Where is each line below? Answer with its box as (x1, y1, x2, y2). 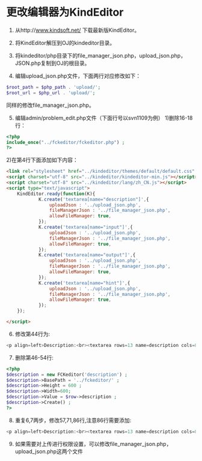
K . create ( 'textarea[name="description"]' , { (38, 196, 149, 202)
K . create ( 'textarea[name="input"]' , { (38, 224, 133, 230)
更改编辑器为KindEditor (6, 5, 124, 19)
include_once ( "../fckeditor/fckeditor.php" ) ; (6, 139, 125, 145)
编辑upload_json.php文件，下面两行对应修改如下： (14, 72, 141, 79)
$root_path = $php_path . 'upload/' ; (6, 84, 101, 90)
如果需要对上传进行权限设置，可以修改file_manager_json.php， (14, 440, 172, 447)
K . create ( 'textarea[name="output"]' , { (38, 252, 136, 258)
